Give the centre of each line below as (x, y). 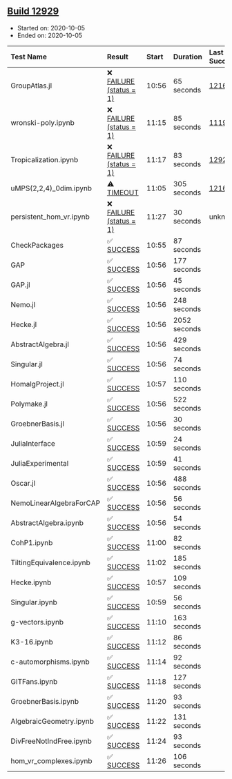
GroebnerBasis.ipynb (45, 701)
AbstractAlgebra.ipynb (47, 522)
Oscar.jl (23, 483)
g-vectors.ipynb (37, 622)
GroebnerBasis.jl (37, 424)
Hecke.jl (24, 324)
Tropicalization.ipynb (45, 159)
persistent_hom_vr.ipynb (50, 217)
